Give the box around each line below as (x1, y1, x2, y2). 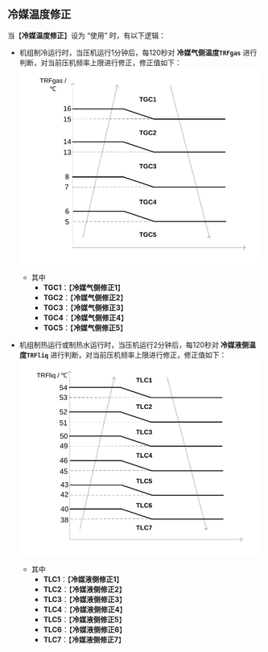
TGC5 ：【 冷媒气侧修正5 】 (43, 323, 128, 332)
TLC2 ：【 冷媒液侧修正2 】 (43, 584, 126, 594)
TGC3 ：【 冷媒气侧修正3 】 (43, 303, 128, 312)
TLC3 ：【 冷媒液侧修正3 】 (43, 595, 126, 605)
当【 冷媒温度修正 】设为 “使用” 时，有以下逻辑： (7, 31, 167, 40)
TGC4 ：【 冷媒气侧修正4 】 (43, 312, 129, 322)
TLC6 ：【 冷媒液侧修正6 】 (43, 625, 126, 634)
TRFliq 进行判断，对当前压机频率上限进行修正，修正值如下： (26, 349, 227, 360)
